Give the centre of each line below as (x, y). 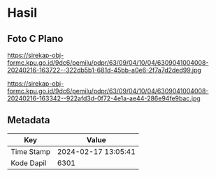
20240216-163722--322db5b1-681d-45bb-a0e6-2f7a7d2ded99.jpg (104, 70)
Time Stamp (31, 151)
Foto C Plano (35, 39)
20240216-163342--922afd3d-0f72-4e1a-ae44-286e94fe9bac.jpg (104, 98)
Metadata (29, 120)
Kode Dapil (29, 163)
